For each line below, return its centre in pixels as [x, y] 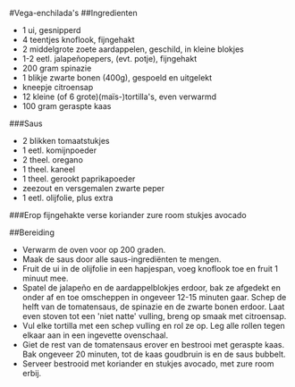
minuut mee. [45, 278]
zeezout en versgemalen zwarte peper [93, 188]
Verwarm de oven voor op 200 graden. [94, 250]
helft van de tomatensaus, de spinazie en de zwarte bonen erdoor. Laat [153, 307]
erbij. [32, 373]
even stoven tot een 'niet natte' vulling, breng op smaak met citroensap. [154, 316]
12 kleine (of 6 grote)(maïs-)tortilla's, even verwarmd [119, 97]
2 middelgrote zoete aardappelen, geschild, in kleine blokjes [133, 49]
